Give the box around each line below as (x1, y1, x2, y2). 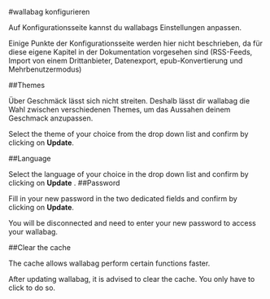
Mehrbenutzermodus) (8, 64, 82, 74)
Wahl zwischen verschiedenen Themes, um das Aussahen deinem (8, 105, 231, 114)
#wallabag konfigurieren (8, 7, 90, 16)
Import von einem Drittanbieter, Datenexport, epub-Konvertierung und (8, 56, 243, 65)
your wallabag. (8, 227, 59, 236)
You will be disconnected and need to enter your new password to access (8, 218, 256, 227)
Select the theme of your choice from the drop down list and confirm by (8, 130, 249, 139)
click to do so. (8, 283, 55, 292)
